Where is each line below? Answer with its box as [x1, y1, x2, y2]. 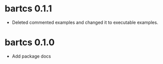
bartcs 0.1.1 [4, 3, 52, 14]
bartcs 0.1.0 [4, 37, 55, 48]
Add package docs [11, 53, 51, 59]
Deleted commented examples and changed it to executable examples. [11, 19, 158, 25]
